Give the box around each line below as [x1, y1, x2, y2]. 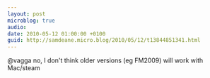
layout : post [7, 10, 46, 18]
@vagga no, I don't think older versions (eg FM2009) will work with [7, 56, 204, 65]
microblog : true [7, 17, 55, 24]
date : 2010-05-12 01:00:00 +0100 [7, 30, 106, 38]
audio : [7, 23, 27, 30]
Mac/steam [7, 64, 40, 72]
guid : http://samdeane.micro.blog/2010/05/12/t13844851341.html [7, 37, 201, 44]
